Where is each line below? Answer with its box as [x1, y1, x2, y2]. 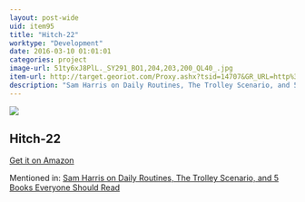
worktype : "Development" [9, 38, 103, 48]
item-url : [9, 72, 47, 82]
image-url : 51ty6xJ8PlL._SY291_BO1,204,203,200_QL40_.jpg [9, 64, 233, 73]
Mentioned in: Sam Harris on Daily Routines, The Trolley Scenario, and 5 [9, 173, 280, 184]
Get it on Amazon [9, 155, 74, 166]
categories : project [9, 55, 88, 64]
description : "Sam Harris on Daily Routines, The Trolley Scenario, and [9, 81, 290, 90]
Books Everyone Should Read [9, 182, 121, 193]
